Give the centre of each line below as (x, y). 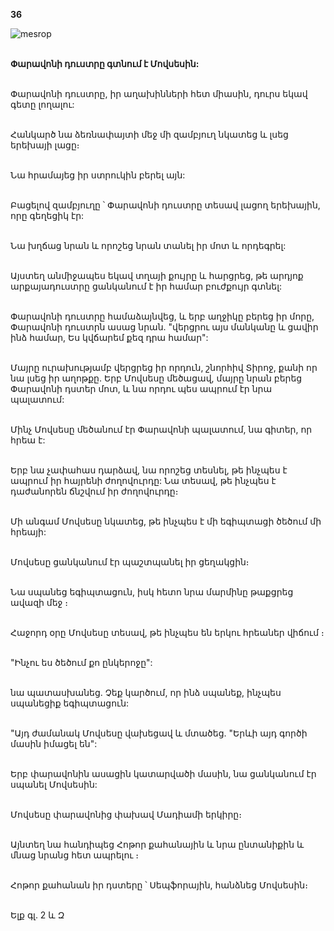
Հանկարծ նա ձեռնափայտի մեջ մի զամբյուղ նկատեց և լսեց (149, 134)
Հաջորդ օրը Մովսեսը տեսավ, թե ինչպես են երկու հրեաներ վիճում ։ (167, 632)
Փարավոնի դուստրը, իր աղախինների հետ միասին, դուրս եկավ (159, 93)
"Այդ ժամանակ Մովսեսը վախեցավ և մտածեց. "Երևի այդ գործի (159, 733)
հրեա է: (28, 440)
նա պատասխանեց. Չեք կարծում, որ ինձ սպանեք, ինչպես (146, 692)
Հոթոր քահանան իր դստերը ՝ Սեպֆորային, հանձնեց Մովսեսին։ (159, 885)
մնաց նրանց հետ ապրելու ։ (74, 855)
